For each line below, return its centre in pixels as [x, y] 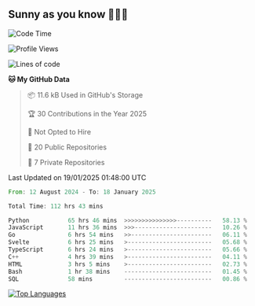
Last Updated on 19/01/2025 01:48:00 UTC [77, 177]
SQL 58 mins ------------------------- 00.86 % [127, 279]
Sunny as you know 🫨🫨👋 [68, 15]
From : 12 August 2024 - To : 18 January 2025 [82, 192]
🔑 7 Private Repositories [66, 162]
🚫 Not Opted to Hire [59, 131]
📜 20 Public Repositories [67, 147]
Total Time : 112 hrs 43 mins [56, 206]
